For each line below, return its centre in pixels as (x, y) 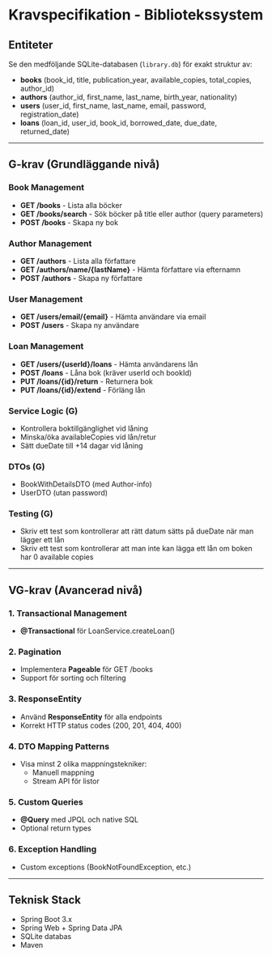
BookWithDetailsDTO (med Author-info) (86, 484)
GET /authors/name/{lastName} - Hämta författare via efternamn (130, 270)
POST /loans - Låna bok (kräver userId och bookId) (106, 372)
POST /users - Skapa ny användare (79, 325)
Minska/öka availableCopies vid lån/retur (88, 437)
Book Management (47, 188)
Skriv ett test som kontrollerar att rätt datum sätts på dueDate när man (137, 531)
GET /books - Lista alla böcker (71, 205)
